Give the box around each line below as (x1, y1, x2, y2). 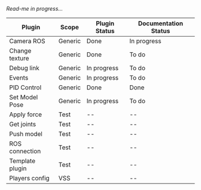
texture (9, 54, 29, 62)
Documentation (138, 19, 184, 28)
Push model (9, 130, 43, 138)
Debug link (9, 64, 40, 72)
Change (9, 47, 32, 55)
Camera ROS (9, 37, 46, 45)
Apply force (9, 110, 42, 119)
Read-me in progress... (6, 5, 63, 12)
